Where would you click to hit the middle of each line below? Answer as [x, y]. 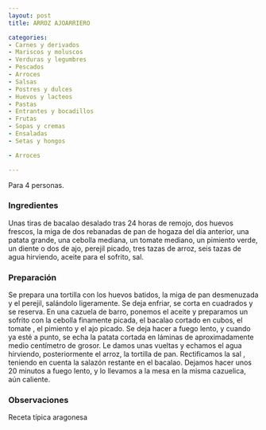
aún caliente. [29, 380]
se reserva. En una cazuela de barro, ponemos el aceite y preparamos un [128, 312]
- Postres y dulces [40, 89]
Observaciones [39, 401]
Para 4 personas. [37, 185]
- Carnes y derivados [44, 45]
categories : [28, 37]
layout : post [30, 16]
